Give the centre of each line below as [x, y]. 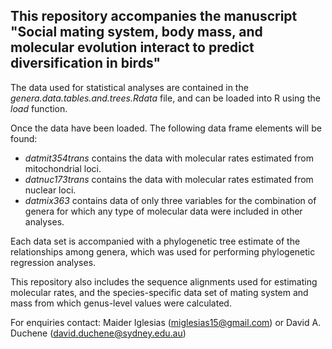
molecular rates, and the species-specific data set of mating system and [159, 292]
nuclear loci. [50, 190]
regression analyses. [53, 262]
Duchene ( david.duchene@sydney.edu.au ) [98, 333]
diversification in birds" [86, 63]
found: [24, 138]
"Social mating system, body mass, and [136, 32]
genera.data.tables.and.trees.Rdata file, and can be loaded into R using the [165, 98]
